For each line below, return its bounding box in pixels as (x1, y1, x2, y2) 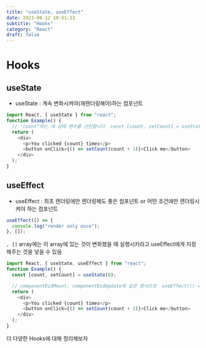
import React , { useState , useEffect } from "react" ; (6, 260, 147, 267)
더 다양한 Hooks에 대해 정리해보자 (6, 334, 88, 342)
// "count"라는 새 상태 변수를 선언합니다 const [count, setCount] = (12, 123, 180, 130)
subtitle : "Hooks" (6, 20, 53, 26)
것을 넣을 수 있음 (22, 248, 63, 255)
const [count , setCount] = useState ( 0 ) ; (12, 272, 116, 278)
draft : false (6, 32, 40, 38)
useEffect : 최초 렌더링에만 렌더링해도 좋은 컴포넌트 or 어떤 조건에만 (15, 197, 179, 204)
